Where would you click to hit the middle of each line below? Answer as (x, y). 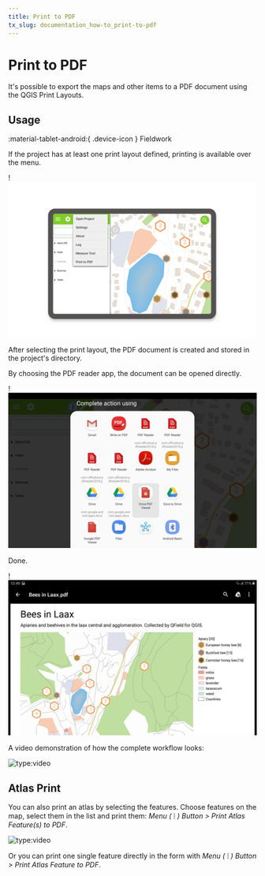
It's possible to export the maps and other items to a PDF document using (128, 87)
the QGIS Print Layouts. (46, 95)
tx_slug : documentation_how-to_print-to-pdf (82, 25)
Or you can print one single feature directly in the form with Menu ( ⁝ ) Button (132, 856)
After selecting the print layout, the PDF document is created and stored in (129, 350)
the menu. (24, 162)
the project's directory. (45, 358)
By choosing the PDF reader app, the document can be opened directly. (125, 374)
